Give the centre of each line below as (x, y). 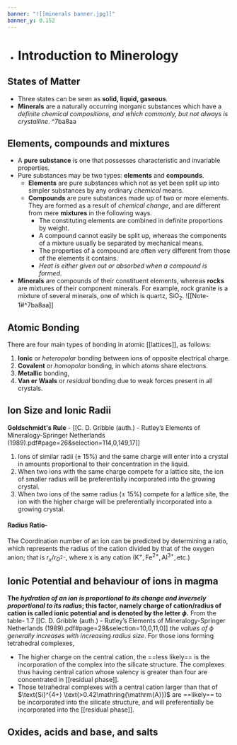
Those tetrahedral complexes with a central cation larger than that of (117, 687)
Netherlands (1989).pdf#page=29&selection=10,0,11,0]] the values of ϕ (111, 628)
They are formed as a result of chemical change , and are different (124, 205)
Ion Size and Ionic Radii (59, 410)
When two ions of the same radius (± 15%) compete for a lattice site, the (123, 494)
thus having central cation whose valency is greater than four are (112, 672)
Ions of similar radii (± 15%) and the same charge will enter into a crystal (123, 456)
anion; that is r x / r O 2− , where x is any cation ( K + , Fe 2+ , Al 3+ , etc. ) (99, 557)
